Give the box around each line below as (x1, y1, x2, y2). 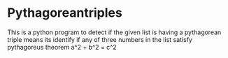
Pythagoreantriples (7, 5, 122, 21)
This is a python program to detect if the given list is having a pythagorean (7, 28, 222, 36)
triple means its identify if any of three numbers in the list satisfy (7, 35, 192, 43)
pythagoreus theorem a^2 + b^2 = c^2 (7, 43, 117, 51)
